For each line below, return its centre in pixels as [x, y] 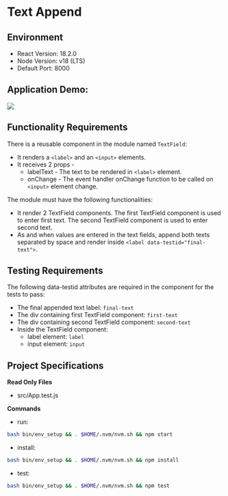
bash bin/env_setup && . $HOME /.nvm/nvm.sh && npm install [93, 460]
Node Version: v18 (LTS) [51, 61]
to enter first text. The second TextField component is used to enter [112, 220]
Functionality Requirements [67, 127]
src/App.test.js [38, 395]
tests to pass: [26, 295]
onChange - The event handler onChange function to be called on [120, 179]
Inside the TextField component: [62, 330]
